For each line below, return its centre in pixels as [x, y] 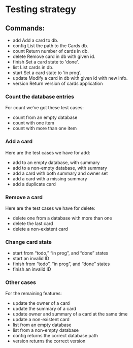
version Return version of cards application [58, 83]
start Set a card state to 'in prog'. [47, 73]
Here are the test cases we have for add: [48, 152]
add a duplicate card [34, 184]
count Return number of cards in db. [51, 51]
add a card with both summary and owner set [60, 173]
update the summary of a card [44, 309]
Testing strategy [41, 9]
